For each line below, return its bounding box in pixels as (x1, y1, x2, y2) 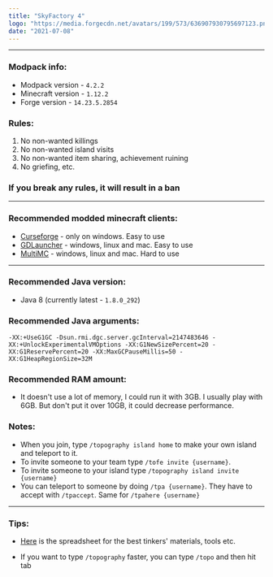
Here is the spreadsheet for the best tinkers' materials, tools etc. (19, 536, 236, 546)
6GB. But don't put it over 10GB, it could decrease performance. (19, 401, 234, 410)
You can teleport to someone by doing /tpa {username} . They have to (19, 481, 253, 491)
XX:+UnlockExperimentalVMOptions (8, 341, 122, 349)
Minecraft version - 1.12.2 (19, 89, 109, 98)
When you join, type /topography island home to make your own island (19, 440, 258, 449)
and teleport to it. (19, 448, 79, 458)
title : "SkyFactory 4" (8, 11, 85, 20)
